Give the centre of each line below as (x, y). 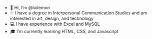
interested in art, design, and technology (52, 18)
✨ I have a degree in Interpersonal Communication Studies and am (78, 13)
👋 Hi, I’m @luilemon (30, 8)
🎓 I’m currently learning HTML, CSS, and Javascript (64, 31)
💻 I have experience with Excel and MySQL (55, 24)
